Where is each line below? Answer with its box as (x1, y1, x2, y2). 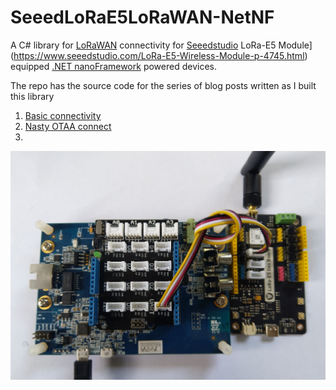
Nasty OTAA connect (24, 120, 112, 132)
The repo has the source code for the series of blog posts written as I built (10, 79, 317, 91)
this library (10, 90, 55, 102)
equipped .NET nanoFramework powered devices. (10, 60, 217, 72)
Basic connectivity (24, 109, 102, 121)
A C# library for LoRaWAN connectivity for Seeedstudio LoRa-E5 (10, 39, 277, 51)
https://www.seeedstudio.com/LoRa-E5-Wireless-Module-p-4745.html (13, 49, 305, 61)
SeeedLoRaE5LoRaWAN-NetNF (10, 6, 275, 29)
